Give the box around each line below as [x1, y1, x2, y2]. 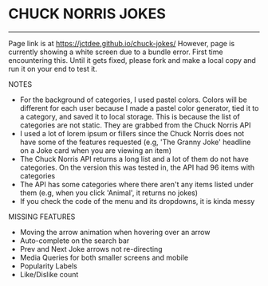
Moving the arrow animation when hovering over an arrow [19, 227, 211, 237]
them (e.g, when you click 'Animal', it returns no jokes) [19, 188, 198, 198]
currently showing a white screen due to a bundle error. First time [8, 47, 223, 57]
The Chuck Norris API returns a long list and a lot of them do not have [19, 154, 249, 163]
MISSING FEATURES [8, 212, 76, 221]
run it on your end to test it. [8, 64, 97, 73]
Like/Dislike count [19, 269, 79, 279]
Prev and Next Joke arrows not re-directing [19, 244, 163, 253]
